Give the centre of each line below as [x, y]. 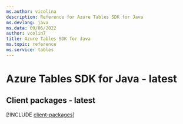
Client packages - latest [51, 100]
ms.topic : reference [31, 45]
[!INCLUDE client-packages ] [40, 115]
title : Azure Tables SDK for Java [49, 39]
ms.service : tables [30, 50]
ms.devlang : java [27, 22]
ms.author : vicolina [31, 11]
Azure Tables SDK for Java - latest [92, 78]
